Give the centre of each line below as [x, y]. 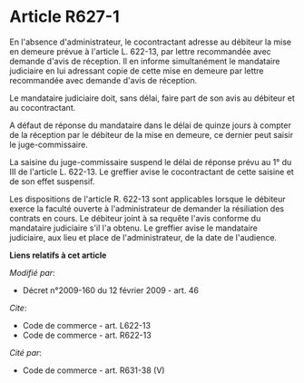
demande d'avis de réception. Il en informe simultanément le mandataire [145, 61]
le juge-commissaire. [49, 144]
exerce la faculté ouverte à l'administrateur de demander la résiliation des [147, 208]
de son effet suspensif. [52, 181]
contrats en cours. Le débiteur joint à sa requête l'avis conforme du [135, 218]
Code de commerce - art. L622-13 [87, 325]
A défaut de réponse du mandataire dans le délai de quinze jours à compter [151, 125]
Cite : [18, 308]
